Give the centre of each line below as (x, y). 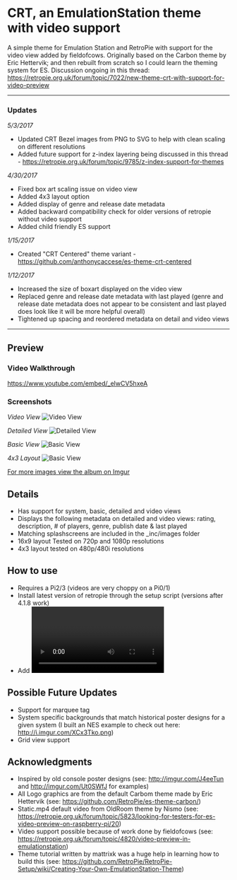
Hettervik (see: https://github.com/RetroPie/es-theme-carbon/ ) (109, 802)
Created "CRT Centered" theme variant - (77, 254)
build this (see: (39, 862)
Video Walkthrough (41, 368)
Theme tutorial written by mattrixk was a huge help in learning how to (119, 854)
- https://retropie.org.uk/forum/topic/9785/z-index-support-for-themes (121, 162)
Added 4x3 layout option (53, 196)
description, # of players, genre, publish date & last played (102, 526)
